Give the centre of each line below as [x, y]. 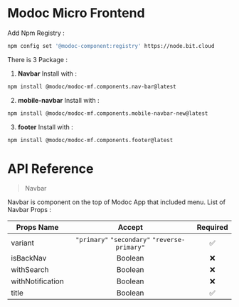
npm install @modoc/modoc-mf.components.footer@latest [90, 140]
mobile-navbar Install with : [58, 100]
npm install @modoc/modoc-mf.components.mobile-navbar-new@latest [108, 113]
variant [22, 243]
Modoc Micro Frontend [76, 13]
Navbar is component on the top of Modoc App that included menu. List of [117, 202]
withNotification [37, 281]
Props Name [37, 228]
